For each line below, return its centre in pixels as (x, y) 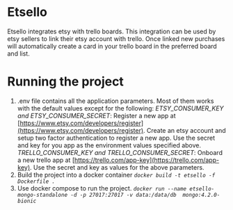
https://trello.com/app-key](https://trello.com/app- (147, 160)
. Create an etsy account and (184, 130)
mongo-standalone (42, 195)
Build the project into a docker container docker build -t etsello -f (116, 175)
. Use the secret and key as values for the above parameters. (117, 167)
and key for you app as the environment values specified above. (109, 145)
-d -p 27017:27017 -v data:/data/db (123, 195)
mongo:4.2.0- (201, 195)
